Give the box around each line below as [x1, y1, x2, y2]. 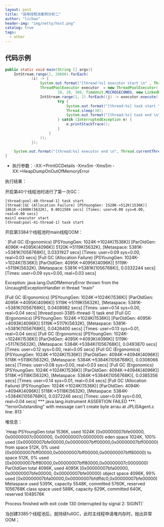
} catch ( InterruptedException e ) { [57, 117, 132, 122]
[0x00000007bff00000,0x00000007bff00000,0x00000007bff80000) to [5, 450, 151, 455]
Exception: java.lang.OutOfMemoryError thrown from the [5, 280, 119, 286]
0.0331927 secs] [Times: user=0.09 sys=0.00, [47, 249, 141, 255]
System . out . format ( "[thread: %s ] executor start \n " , [40, 81, 152, 86]
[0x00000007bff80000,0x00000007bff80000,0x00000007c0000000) [5, 460, 148, 466]
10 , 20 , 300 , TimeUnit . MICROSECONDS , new [57, 90, 143, 95]
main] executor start [5, 216, 49, 221]
